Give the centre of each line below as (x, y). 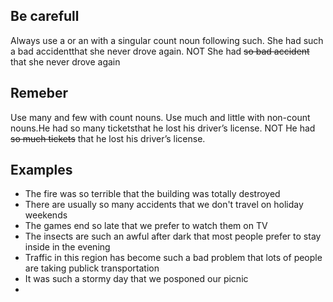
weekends (46, 215)
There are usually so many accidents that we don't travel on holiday (164, 205)
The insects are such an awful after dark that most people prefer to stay (173, 236)
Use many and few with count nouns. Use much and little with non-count (160, 117)
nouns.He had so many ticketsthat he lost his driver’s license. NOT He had (163, 128)
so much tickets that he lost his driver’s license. (108, 138)
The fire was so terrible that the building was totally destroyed (152, 194)
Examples (41, 170)
